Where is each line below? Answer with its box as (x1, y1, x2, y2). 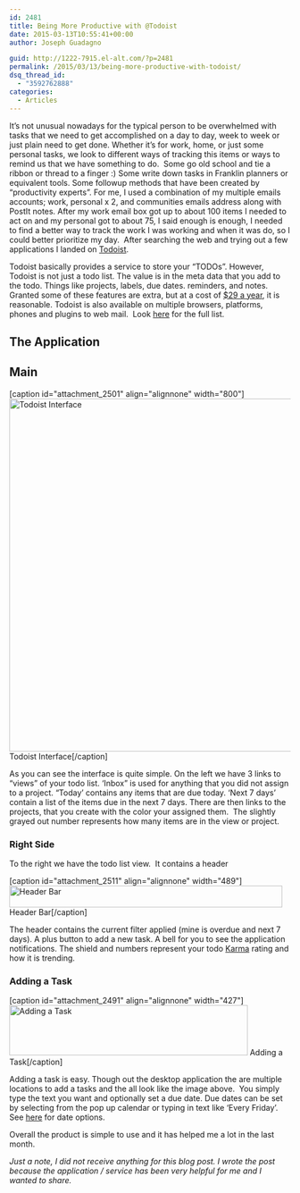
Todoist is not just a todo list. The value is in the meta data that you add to (9, 270, 281, 281)
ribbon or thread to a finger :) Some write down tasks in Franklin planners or (9, 167, 288, 179)
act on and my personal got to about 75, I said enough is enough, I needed (9, 215, 283, 226)
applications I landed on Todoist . (9, 243, 129, 255)
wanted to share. (9, 1175, 72, 1186)
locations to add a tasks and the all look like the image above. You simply (9, 1083, 279, 1095)
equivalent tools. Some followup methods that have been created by (9, 177, 261, 188)
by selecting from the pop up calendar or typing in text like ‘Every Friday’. (9, 1103, 279, 1113)
